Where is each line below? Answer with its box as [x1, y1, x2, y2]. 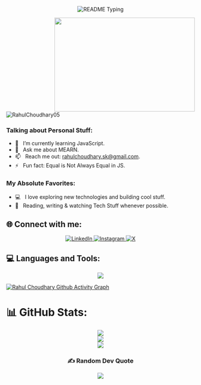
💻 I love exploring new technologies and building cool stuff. [14, 193, 166, 201]
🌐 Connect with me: [6, 219, 82, 229]
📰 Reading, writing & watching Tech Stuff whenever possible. [14, 202, 169, 209]
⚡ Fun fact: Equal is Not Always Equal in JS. [14, 162, 126, 169]
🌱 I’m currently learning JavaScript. [14, 140, 105, 147]
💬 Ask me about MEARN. [14, 146, 79, 153]
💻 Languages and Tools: [6, 253, 100, 264]
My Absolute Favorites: [6, 179, 76, 187]
